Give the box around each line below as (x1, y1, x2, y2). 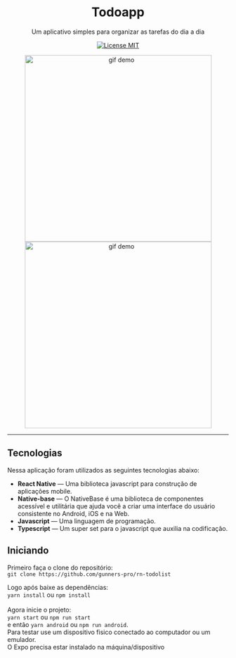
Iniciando (7, 545, 49, 557)
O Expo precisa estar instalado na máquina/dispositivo (7, 643, 165, 651)
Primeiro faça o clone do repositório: (7, 563, 114, 572)
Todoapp (91, 4, 145, 20)
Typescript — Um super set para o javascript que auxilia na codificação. (17, 524, 228, 532)
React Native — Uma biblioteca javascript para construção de (17, 479, 197, 488)
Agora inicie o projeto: (7, 605, 72, 614)
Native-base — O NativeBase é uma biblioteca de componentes (17, 494, 204, 503)
